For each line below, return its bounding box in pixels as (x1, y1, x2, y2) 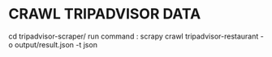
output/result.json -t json (15, 39, 97, 49)
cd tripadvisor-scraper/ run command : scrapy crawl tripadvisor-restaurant (8, 31, 259, 41)
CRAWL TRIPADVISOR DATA (8, 5, 201, 23)
